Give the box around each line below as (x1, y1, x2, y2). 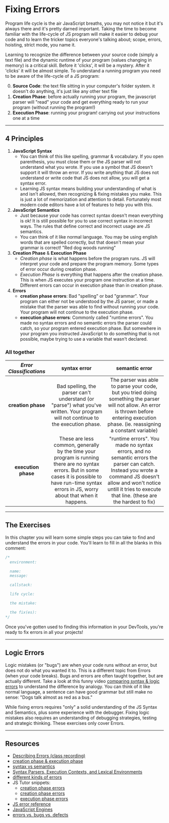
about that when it (55, 492, 98, 499)
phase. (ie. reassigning (107, 421, 161, 428)
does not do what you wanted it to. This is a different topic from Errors (5, 667, 151, 673)
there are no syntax (53, 461, 100, 468)
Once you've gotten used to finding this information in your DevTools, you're (5, 623, 163, 630)
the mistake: (10, 601, 37, 606)
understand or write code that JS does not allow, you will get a (20, 174, 150, 180)
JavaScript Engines (12, 806, 53, 812)
